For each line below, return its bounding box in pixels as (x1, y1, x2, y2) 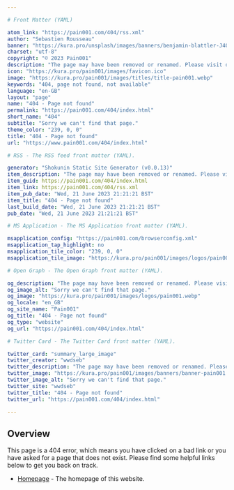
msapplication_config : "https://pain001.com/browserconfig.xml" (7, 235, 198, 242)
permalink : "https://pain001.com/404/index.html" (7, 107, 155, 114)
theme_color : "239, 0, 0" (7, 126, 82, 133)
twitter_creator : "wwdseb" (7, 357, 86, 364)
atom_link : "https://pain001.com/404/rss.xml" (7, 29, 145, 36)
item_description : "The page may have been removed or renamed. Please (7, 171, 219, 178)
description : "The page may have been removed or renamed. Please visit (7, 61, 223, 68)
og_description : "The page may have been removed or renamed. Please (7, 280, 214, 287)
